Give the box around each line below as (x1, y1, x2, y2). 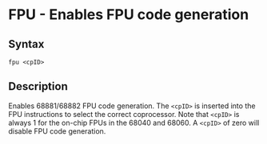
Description (8, 80, 68, 93)
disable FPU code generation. (8, 126, 106, 136)
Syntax (8, 37, 45, 51)
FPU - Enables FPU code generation (8, 6, 249, 24)
